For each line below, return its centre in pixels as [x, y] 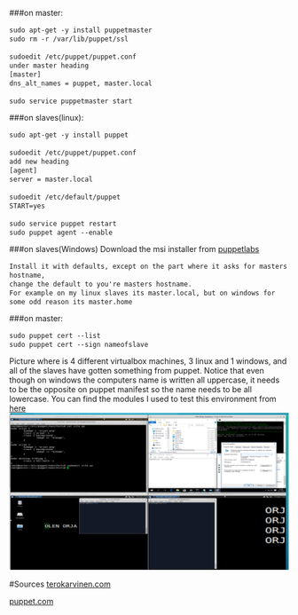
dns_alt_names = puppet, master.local [81, 83]
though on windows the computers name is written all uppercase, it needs [145, 380]
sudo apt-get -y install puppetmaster [81, 30]
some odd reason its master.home [71, 302]
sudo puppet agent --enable [61, 233]
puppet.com [31, 602]
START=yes [27, 206]
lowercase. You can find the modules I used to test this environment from [143, 399]
